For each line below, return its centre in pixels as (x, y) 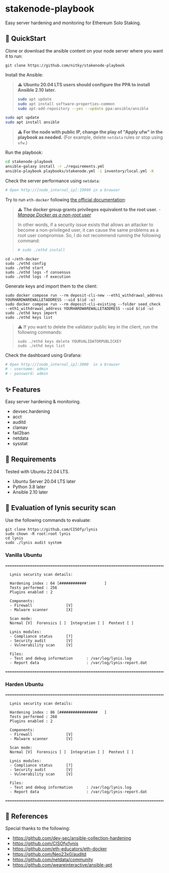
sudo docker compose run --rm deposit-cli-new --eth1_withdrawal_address (84, 295)
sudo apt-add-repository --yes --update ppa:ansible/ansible (83, 108)
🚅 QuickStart (26, 39)
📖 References (27, 816)
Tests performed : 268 (33, 717)
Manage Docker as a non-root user (54, 214)
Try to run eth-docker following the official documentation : (66, 199)
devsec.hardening (31, 411)
